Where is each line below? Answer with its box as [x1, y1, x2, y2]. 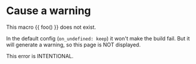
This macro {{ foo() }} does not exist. [6, 23, 96, 31]
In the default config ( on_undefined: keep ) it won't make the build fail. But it [6, 35, 190, 42]
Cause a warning [6, 4, 91, 18]
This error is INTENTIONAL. [6, 52, 74, 59]
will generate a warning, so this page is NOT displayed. [6, 41, 141, 48]
